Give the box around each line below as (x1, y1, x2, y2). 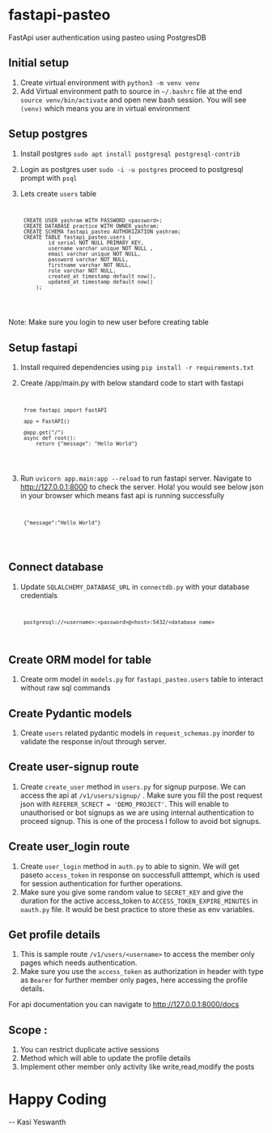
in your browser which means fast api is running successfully (19, 490, 225, 500)
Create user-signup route (8, 760, 139, 774)
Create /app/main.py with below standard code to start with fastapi (19, 378, 244, 388)
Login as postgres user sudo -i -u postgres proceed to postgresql (19, 164, 244, 174)
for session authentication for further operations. (19, 878, 184, 888)
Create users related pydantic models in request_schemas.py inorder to (19, 728, 255, 738)
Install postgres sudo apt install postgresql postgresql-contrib (19, 149, 240, 158)
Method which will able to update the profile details (19, 1053, 192, 1063)
